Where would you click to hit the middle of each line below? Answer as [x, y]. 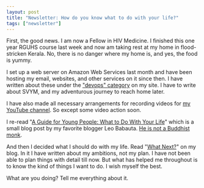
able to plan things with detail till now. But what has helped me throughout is [102, 160]
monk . [14, 135]
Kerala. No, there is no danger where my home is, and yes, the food [113, 54]
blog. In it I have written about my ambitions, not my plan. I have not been [99, 153]
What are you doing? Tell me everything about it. [67, 178]
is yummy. [19, 60]
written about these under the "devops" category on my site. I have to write [101, 85]
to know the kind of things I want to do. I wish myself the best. [85, 167]
